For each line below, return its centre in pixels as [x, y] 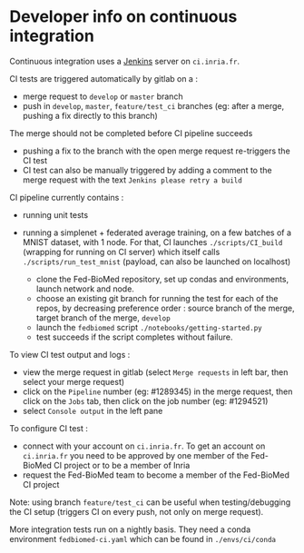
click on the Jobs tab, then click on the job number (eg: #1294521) [145, 400]
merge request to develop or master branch [103, 96]
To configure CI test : [49, 428]
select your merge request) [74, 381]
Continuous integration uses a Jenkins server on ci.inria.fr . [125, 61]
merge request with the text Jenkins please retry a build [132, 180]
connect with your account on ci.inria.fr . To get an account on [144, 446]
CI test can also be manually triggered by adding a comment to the [147, 170]
